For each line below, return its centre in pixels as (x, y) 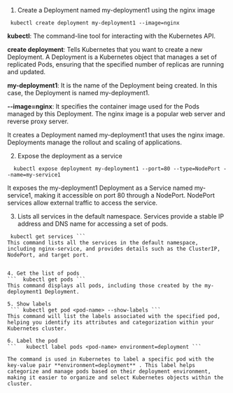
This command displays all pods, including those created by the (104, 286)
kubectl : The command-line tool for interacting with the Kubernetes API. (111, 36)
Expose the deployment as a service (70, 156)
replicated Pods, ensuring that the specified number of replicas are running (115, 64)
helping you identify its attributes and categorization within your (111, 322)
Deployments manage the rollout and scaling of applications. (94, 142)
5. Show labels (29, 304)
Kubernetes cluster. (37, 329)
